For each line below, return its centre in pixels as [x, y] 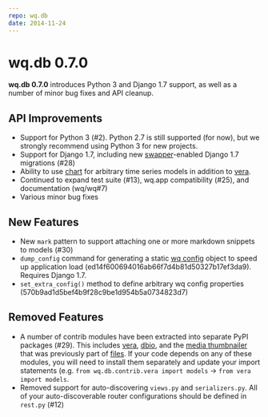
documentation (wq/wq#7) [64, 189]
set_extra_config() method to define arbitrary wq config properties [132, 284]
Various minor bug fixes [59, 197]
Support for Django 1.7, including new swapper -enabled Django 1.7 [129, 155]
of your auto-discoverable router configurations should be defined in [133, 395]
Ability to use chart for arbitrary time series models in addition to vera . [135, 172]
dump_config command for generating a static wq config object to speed [138, 258]
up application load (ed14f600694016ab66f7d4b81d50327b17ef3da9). [136, 267]
